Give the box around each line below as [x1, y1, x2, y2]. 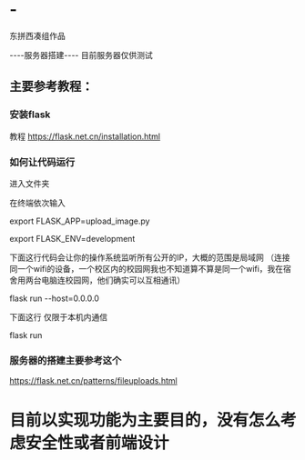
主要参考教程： [9, 79, 94, 95]
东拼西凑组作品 [9, 30, 66, 41]
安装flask [9, 108, 51, 121]
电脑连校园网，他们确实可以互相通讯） [40, 275, 185, 285]
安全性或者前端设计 [25, 433, 170, 454]
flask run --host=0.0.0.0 [9, 293, 100, 304]
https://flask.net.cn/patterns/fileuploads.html [9, 375, 178, 386]
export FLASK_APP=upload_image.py [9, 215, 150, 226]
